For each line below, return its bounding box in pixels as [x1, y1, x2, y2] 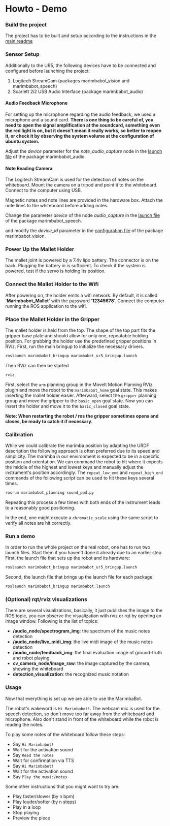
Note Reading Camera [5, 165, 53, 171]
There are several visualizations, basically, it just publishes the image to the [5, 608, 163, 614]
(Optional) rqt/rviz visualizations [5, 595, 87, 602]
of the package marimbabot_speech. [5, 218, 82, 224]
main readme [5, 38, 33, 44]
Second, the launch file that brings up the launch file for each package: [5, 574, 154, 580]
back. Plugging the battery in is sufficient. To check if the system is [5, 263, 146, 269]
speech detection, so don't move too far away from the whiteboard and [5, 711, 154, 717]
